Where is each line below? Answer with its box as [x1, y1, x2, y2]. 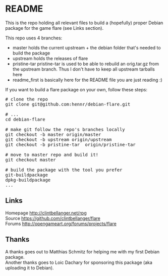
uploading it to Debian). [5, 264, 54, 270]
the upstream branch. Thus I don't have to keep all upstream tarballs [12, 66, 155, 72]
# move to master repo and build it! [5, 152, 99, 157]
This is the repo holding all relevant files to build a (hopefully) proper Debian [5, 20, 163, 26]
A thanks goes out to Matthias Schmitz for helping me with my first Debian [5, 248, 160, 255]
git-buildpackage [5, 172, 48, 178]
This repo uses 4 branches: [5, 35, 63, 41]
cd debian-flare [5, 117, 45, 122]
